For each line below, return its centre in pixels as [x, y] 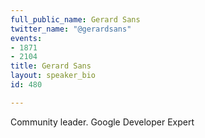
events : [26, 38]
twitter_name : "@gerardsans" [71, 29]
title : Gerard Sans [51, 66]
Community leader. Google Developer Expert [102, 122]
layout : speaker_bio [53, 76]
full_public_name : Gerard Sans [75, 19]
